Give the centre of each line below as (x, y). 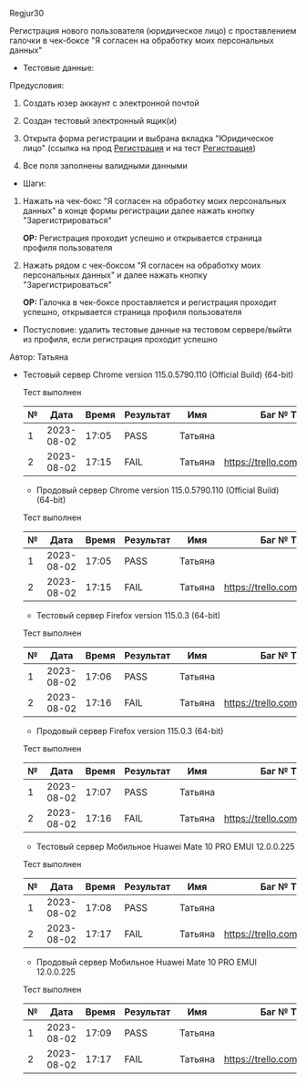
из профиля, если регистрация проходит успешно (120, 339)
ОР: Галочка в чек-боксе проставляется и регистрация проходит (150, 302)
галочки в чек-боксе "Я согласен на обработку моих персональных (142, 41)
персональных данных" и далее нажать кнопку (115, 275)
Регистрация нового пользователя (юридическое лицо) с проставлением (153, 31)
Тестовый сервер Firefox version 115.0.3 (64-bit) (128, 615)
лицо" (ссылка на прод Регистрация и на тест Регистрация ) (139, 148)
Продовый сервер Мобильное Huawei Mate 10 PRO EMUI (147, 962)
